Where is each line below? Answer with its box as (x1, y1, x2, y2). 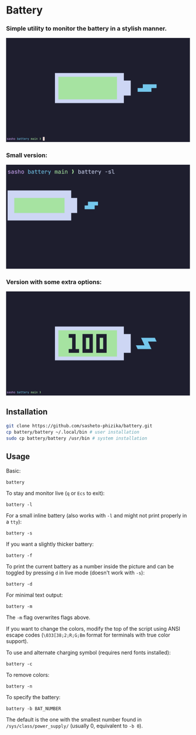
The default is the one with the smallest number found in (6, 716, 142, 723)
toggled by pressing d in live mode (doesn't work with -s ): (6, 569, 145, 576)
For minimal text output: (6, 591, 63, 598)
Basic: (6, 467, 21, 474)
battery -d (6, 581, 33, 587)
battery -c (6, 661, 33, 667)
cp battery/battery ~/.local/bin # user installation (6, 429, 140, 435)
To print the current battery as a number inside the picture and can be (6, 563, 174, 570)
